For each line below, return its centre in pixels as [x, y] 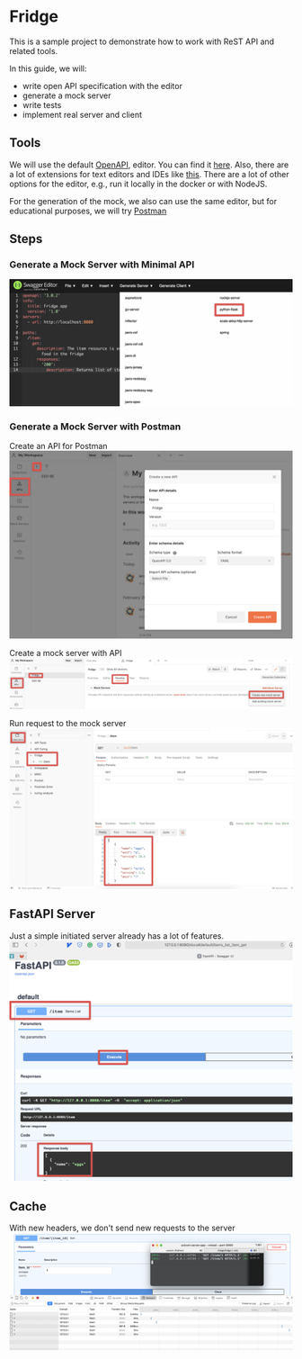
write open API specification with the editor [102, 85]
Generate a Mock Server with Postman [95, 427]
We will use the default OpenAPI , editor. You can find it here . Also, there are [149, 165]
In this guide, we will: [48, 68]
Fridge [34, 17]
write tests [42, 104]
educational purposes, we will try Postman [88, 211]
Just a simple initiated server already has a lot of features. [117, 936]
